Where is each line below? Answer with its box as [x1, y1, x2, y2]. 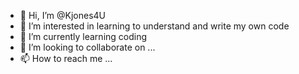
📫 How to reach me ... [19, 53, 113, 64]
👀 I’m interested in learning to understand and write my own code [19, 20, 290, 32]
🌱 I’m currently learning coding [19, 31, 148, 42]
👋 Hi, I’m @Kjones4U [19, 10, 107, 21]
